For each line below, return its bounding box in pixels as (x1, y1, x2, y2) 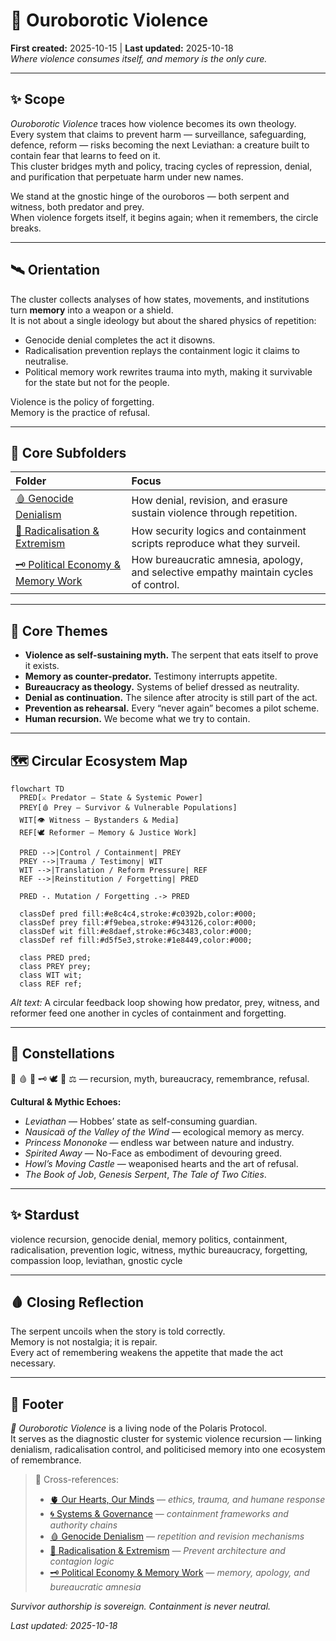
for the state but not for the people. (24, 376, 170, 388)
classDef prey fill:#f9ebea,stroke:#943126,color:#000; (19, 918, 257, 928)
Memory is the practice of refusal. (10, 406, 151, 418)
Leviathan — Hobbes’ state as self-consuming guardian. (24, 1115, 258, 1127)
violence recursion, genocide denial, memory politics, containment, (10, 1233, 288, 1245)
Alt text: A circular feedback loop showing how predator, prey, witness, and (10, 997, 320, 1008)
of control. (131, 578, 180, 592)
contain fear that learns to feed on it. (10, 149, 161, 161)
